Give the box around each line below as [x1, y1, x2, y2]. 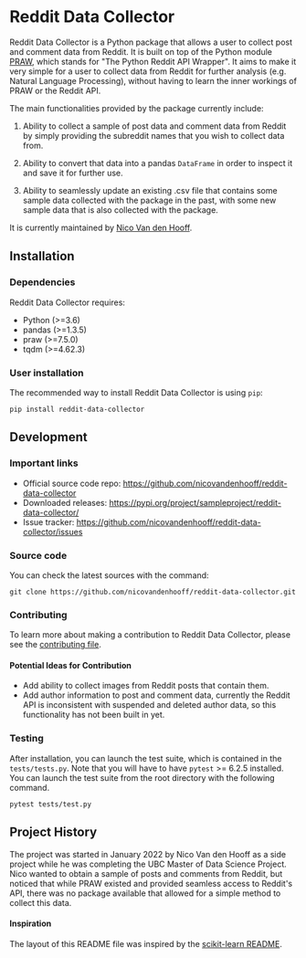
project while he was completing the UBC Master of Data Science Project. [9, 858, 288, 869]
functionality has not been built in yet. [22, 710, 165, 721]
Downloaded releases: [22, 497, 108, 508]
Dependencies [9, 276, 76, 289]
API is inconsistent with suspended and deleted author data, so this [22, 700, 277, 711]
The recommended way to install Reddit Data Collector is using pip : [9, 386, 263, 398]
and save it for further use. [22, 167, 123, 178]
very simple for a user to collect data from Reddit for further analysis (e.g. [9, 66, 287, 77]
